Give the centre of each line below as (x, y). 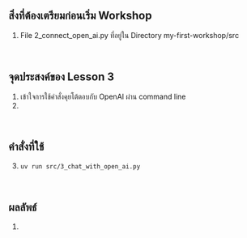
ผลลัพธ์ (23, 207)
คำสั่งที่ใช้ (26, 147)
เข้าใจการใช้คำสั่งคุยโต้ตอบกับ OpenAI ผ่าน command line (103, 96)
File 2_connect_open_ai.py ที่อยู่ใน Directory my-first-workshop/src (130, 35)
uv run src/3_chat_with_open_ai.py (80, 167)
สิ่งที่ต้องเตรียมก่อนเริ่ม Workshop (80, 16)
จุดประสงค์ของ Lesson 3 (62, 77)
